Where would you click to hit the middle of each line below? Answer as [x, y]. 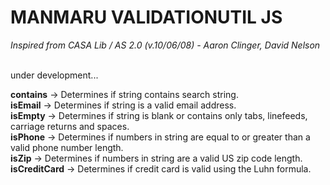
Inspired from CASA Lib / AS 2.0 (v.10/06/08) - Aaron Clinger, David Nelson [165, 45]
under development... [54, 75]
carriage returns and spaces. [70, 126]
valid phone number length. [67, 147]
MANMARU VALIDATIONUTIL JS [146, 17]
